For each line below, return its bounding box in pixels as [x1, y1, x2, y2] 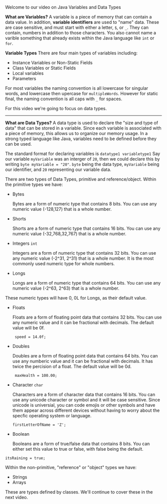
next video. [5, 495, 28, 500]
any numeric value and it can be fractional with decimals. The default [12, 320, 154, 326]
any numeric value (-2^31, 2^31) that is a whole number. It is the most [12, 255, 154, 261]
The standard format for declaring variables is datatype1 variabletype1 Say [5, 151, 161, 157]
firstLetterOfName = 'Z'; [12, 422, 66, 427]
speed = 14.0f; [14, 335, 46, 339]
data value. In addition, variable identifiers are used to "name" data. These [5, 19, 159, 25]
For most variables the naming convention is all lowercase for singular [5, 85, 148, 91]
